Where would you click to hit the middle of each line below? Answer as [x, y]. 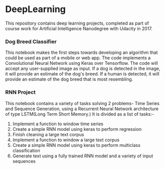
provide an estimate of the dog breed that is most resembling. [69, 79]
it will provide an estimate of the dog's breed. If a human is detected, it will [82, 74]
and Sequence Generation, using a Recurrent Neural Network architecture [82, 109]
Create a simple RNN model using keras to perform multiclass [76, 145]
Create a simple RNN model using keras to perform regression [77, 129]
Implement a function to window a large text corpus [66, 140]
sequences [24, 161]
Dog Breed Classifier [31, 41]
